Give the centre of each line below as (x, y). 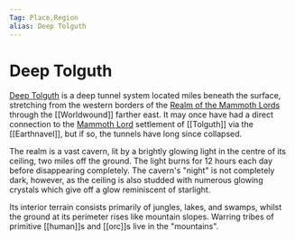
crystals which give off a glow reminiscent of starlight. (110, 189)
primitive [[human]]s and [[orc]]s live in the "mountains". (114, 226)
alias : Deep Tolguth (48, 26)
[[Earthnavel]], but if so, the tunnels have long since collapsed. (126, 134)
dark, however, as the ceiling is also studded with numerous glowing (136, 180)
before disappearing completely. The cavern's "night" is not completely (142, 171)
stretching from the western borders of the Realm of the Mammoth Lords (145, 106)
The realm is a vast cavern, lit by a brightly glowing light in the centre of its (148, 152)
